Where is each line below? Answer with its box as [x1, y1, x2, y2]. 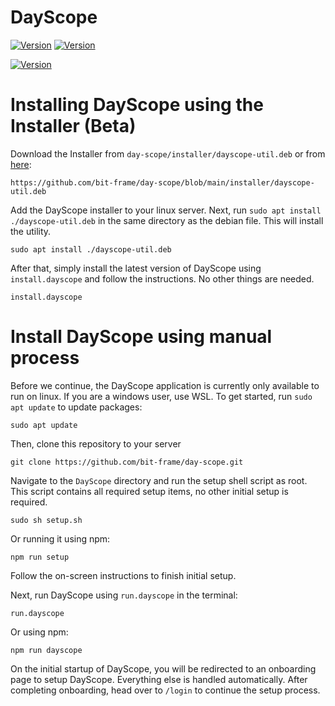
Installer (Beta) [10, 115, 137, 138]
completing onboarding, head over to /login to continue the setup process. [10, 684, 321, 696]
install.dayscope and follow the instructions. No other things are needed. [10, 272, 315, 285]
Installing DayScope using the [10, 94, 264, 116]
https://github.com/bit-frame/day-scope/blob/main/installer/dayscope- [10, 177, 315, 188]
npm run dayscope [10, 645, 83, 655]
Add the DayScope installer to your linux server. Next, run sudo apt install [10, 204, 322, 216]
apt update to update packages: [10, 401, 143, 413]
